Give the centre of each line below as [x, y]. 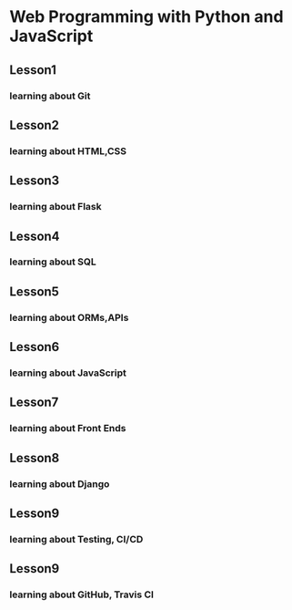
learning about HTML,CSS [68, 150]
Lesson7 [34, 403]
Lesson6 [35, 347]
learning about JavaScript [68, 373]
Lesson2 [35, 125]
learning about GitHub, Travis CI [82, 594]
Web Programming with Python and [146, 17]
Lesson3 [35, 181]
